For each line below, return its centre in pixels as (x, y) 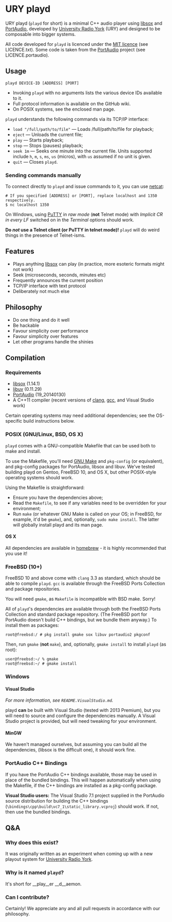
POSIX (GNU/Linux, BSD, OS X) (44, 434)
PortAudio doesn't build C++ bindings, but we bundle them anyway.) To (81, 620)
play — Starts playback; (38, 140)
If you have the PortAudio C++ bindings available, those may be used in (81, 774)
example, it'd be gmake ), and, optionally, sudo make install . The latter (86, 519)
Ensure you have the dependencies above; (58, 497)
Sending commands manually (43, 175)
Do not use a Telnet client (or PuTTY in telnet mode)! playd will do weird (83, 230)
